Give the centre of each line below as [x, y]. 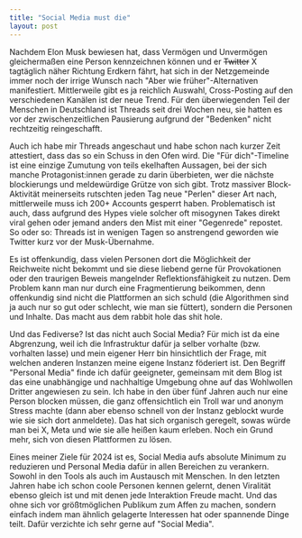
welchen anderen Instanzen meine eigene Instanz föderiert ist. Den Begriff [147, 362]
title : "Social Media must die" [70, 18]
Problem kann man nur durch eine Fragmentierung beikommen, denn [137, 287]
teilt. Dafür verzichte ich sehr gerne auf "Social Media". [112, 524]
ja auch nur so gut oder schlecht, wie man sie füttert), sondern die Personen [151, 306]
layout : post [34, 26]
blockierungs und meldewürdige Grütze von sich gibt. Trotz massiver [137, 184]
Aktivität [25, 194]
